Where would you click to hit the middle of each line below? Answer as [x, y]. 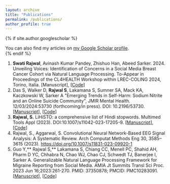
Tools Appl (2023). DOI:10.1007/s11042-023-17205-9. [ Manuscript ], [83, 122]
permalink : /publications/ [34, 19]
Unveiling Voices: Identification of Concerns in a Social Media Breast [84, 69]
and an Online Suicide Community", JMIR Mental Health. [71, 101]
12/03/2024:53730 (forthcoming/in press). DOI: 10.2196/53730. [79, 106]
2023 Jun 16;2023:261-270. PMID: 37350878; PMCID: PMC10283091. [85, 171]
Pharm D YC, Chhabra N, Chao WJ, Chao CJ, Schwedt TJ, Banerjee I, [85, 155]
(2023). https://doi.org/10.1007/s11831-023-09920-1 [78, 144]
